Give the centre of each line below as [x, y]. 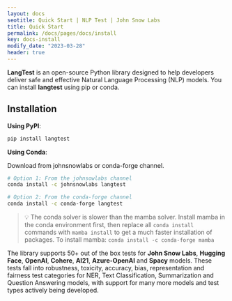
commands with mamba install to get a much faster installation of [118, 232]
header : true [26, 53]
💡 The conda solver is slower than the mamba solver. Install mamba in [124, 217]
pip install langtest [39, 139]
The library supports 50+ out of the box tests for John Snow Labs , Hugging [116, 253]
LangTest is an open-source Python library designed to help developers [111, 72]
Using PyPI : [24, 125]
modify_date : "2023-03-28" [46, 46]
